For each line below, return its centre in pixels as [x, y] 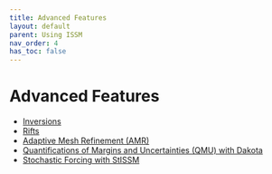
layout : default [40, 26]
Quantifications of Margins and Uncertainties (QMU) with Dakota [143, 150]
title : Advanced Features [58, 18]
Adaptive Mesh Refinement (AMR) [86, 140]
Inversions [42, 121]
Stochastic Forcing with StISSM [81, 160]
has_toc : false [38, 52]
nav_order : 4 [34, 43]
